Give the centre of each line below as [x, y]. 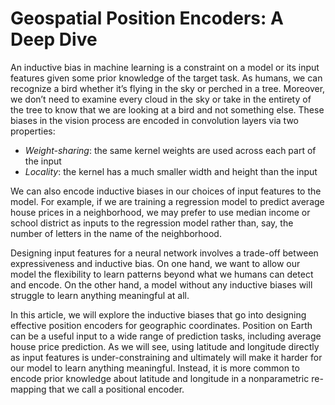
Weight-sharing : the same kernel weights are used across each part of [170, 150]
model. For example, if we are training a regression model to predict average [167, 201]
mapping [28, 389]
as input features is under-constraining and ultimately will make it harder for [166, 357]
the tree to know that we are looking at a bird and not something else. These [167, 109]
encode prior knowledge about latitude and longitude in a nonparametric [160, 378]
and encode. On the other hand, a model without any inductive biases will [161, 284]
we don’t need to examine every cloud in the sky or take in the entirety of [161, 99]
